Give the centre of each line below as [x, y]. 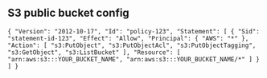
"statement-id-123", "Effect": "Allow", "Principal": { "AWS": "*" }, [128, 38]
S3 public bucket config [68, 13]
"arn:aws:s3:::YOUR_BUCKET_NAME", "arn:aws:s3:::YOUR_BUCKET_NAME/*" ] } [134, 59]
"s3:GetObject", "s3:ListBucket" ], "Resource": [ [94, 52]
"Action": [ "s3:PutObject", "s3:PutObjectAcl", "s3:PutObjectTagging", [132, 45]
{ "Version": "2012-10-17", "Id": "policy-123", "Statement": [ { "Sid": [134, 31]
